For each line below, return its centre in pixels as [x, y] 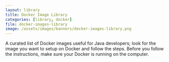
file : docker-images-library [36, 24]
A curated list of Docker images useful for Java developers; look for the [81, 43]
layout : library [23, 10]
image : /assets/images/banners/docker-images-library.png [68, 29]
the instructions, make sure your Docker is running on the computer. [77, 54]
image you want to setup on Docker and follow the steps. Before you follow [84, 49]
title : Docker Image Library [36, 15]
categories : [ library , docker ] [39, 19]
